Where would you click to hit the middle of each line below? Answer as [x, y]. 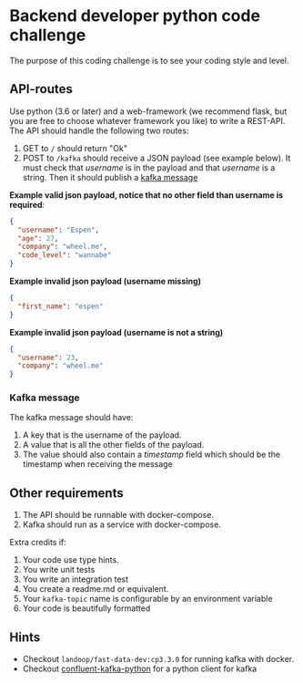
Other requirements [67, 493]
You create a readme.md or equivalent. [96, 589]
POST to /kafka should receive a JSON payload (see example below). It [157, 158]
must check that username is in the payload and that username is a [149, 167]
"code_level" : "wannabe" [65, 255]
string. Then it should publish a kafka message [110, 177]
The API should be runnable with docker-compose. [118, 515]
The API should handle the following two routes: [99, 130]
